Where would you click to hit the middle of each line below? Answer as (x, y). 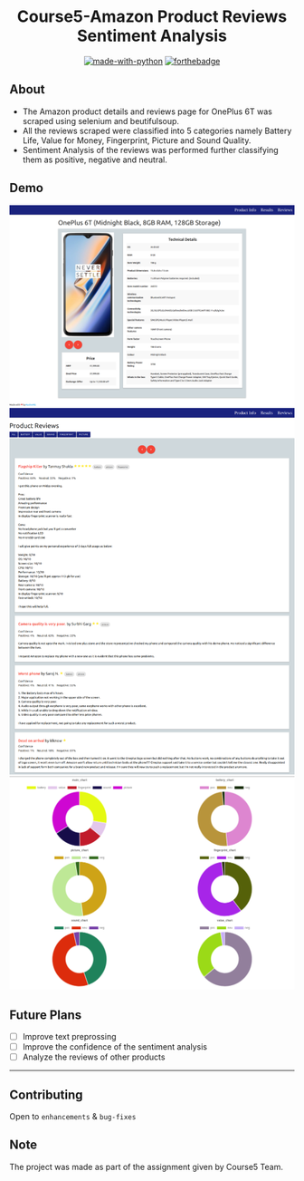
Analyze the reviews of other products (94, 1057)
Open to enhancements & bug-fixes (73, 1116)
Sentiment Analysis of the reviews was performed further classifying (150, 150)
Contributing (46, 1094)
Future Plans (46, 1015)
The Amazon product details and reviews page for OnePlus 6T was (147, 111)
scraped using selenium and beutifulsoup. (100, 121)
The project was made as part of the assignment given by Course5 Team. (146, 1166)
